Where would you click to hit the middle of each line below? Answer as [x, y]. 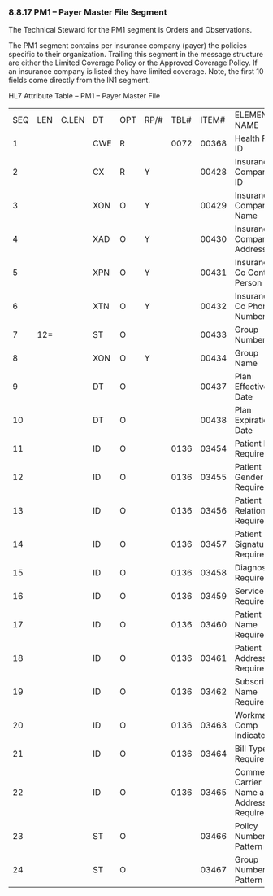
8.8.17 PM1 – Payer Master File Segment [88, 12]
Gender [249, 477]
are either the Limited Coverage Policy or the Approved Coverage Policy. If [133, 63]
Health [247, 138]
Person [248, 283]
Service [249, 591]
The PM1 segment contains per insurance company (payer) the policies [128, 46]
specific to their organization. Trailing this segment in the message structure [136, 55]
